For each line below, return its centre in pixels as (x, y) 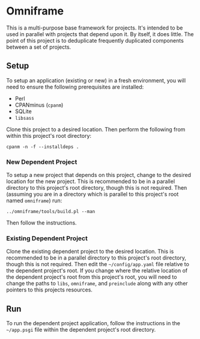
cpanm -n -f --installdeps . (43, 147)
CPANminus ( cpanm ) (39, 105)
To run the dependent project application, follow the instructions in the (93, 323)
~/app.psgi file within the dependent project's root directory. (81, 330)
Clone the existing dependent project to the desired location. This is (90, 252)
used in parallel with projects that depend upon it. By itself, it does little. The (100, 34)
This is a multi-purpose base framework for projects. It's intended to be (95, 28)
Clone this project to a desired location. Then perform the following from (96, 129)
